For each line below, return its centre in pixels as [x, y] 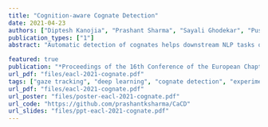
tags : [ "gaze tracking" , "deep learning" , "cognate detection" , [117, 81]
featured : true [33, 60]
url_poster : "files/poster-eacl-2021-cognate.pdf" [94, 96]
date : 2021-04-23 [37, 23]
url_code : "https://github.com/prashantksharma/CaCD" [100, 104]
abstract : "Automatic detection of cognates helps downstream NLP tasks [132, 45]
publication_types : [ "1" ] [51, 38]
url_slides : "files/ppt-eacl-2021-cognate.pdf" [89, 111]
